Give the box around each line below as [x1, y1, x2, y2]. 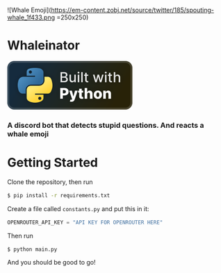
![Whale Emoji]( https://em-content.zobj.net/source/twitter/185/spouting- [7, 6, 214, 14]
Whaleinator [7, 38, 80, 53]
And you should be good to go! [7, 258, 96, 267]
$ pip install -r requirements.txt [7, 192, 110, 199]
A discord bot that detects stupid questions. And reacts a [7, 120, 204, 130]
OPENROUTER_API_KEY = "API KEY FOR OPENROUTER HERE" [7, 219, 163, 226]
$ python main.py [7, 246, 58, 253]
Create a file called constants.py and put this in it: [7, 204, 149, 213]
